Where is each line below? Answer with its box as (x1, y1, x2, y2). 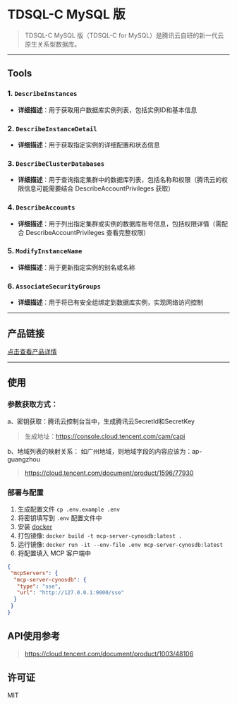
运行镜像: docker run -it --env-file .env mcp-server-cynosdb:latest (17, 540, 224, 548)
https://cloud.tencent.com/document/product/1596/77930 (24, 469, 194, 477)
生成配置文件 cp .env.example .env (17, 505, 120, 513)
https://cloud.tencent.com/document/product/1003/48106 (24, 649, 194, 658)
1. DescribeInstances (7, 89, 78, 99)
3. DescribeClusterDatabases (7, 158, 104, 168)
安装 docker (17, 522, 53, 531)
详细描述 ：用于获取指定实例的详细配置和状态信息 (17, 140, 160, 149)
